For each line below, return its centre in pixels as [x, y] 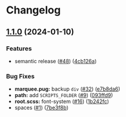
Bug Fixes [21, 76]
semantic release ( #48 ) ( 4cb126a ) [55, 61]
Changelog [33, 10]
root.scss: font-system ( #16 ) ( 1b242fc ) [62, 101]
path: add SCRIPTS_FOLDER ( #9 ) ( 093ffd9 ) [64, 95]
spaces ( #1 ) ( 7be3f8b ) [41, 108]
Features [19, 49]
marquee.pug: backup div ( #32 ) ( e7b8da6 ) [67, 89]
